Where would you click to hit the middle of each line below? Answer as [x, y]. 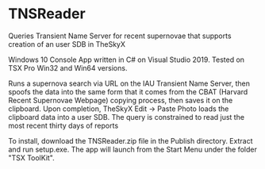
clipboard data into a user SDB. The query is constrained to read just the [126, 117]
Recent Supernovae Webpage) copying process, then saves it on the [121, 100]
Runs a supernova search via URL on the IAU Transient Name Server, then [129, 83]
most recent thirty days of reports [63, 125]
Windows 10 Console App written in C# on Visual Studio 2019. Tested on [126, 60]
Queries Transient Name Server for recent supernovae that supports [120, 36]
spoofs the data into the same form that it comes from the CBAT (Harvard [128, 91]
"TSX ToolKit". [32, 157]
